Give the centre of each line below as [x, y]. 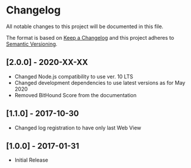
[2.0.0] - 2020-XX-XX [47, 62]
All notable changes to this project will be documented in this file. [85, 26]
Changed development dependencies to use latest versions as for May [100, 83]
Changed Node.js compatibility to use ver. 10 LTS [74, 76]
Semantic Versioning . [32, 44]
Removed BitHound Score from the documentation [75, 95]
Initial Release [31, 160]
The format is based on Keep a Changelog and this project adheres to [90, 37]
